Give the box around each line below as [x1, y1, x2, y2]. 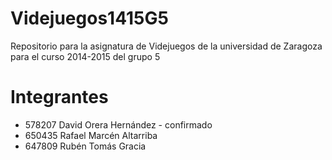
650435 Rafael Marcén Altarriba [24, 129, 158, 141]
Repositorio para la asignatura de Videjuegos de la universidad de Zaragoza [10, 40, 323, 52]
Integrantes [10, 86, 109, 109]
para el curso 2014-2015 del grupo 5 [10, 50, 161, 62]
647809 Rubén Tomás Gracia [24, 140, 147, 152]
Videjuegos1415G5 [10, 7, 169, 30]
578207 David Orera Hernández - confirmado [24, 118, 213, 131]
